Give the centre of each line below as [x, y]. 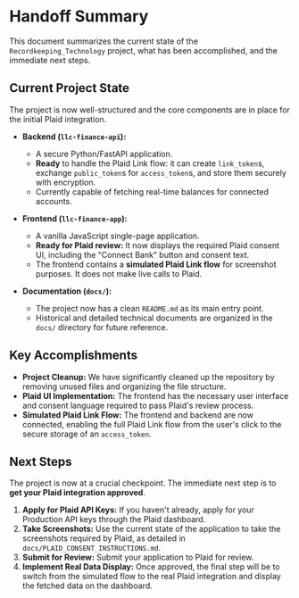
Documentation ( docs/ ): [67, 291]
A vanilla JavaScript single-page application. [117, 236]
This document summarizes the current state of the [104, 41]
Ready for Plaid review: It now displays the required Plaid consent [157, 245]
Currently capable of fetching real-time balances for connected [152, 191]
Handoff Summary [79, 17]
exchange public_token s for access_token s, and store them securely [161, 172]
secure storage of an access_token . [87, 434]
